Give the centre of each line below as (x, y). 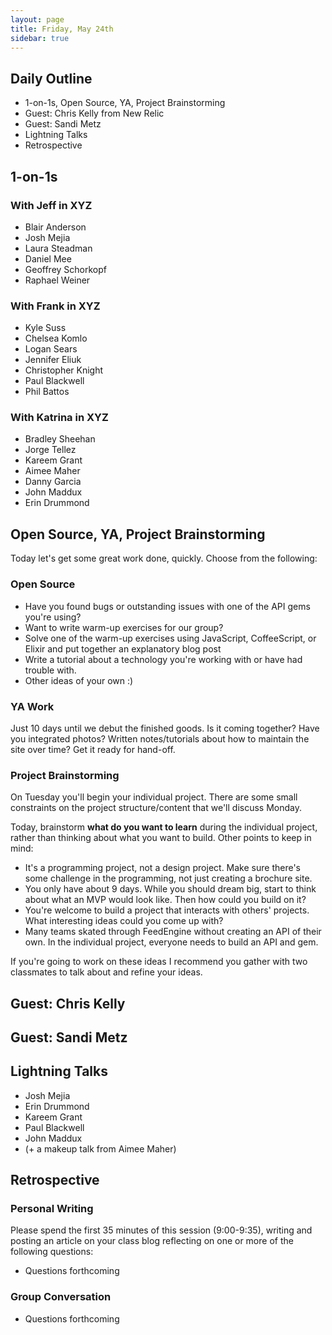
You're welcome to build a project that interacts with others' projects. (167, 910)
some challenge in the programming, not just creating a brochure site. (168, 878)
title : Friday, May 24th (62, 29)
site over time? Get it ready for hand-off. (93, 749)
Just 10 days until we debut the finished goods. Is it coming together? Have (165, 728)
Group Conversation (61, 1297)
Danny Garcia (53, 482)
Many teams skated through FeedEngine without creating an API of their (173, 932)
